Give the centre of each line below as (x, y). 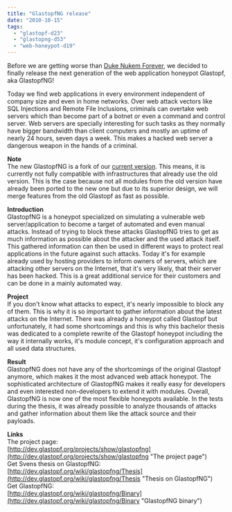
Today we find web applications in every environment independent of (106, 94)
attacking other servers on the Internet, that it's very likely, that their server (114, 269)
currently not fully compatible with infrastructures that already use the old (113, 174)
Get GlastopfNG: (30, 486)
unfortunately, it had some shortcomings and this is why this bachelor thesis (116, 326)
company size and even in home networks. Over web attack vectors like (110, 101)
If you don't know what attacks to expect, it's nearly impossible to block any (116, 304)
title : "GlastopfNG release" (49, 14)
